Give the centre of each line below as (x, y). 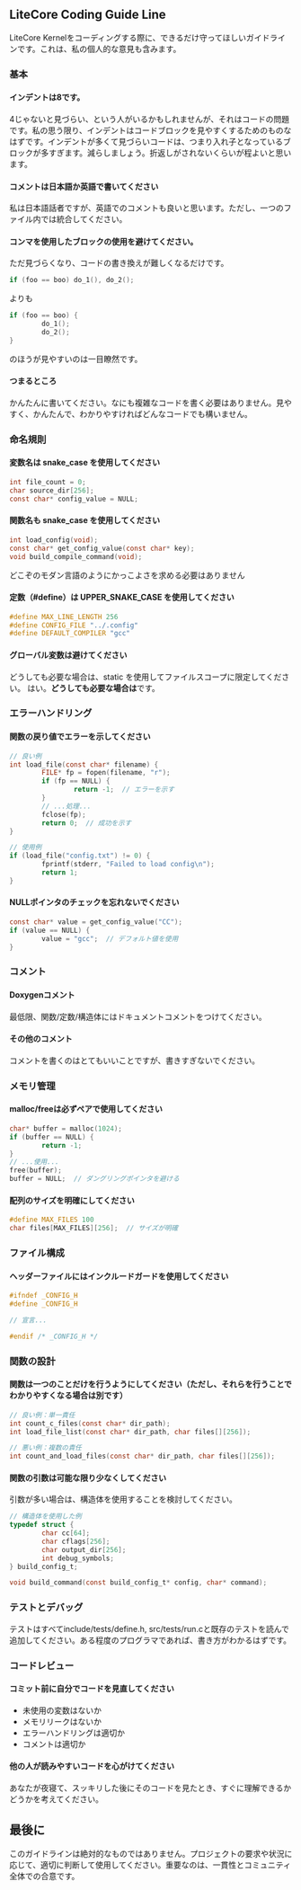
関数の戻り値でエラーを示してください (80, 737)
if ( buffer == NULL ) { (52, 1137)
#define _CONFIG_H (44, 1304)
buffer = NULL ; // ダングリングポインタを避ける (94, 1179)
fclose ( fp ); (64, 814)
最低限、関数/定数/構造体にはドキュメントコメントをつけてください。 (138, 1016)
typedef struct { (42, 1525)
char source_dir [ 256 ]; (52, 490)
